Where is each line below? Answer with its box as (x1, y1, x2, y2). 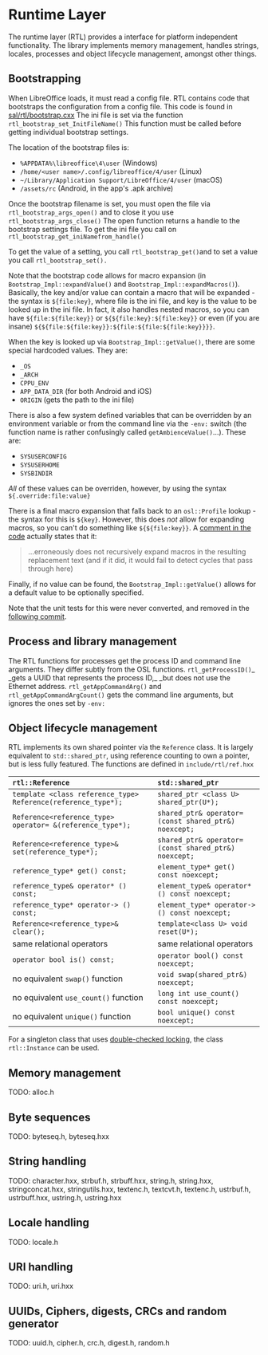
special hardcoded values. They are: (8, 345, 128, 355)
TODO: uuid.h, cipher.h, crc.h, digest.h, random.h (8, 1338, 170, 1348)
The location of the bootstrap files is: (8, 142, 129, 152)
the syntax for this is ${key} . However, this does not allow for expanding (8, 514, 245, 524)
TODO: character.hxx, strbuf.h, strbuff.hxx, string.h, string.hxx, (8, 1176, 214, 1185)
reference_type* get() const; (12, 867, 128, 876)
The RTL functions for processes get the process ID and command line (8, 656, 242, 665)
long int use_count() (157, 989, 239, 999)
